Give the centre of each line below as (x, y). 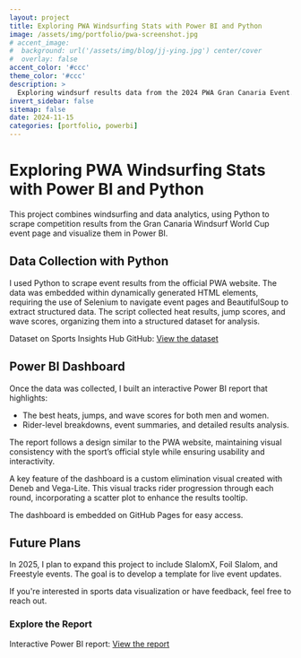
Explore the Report (51, 624)
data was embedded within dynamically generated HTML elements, (134, 292)
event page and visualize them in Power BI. (89, 233)
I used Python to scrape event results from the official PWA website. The (143, 282)
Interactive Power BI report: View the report (90, 644)
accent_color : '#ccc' (50, 68)
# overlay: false (43, 59)
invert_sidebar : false (52, 101)
